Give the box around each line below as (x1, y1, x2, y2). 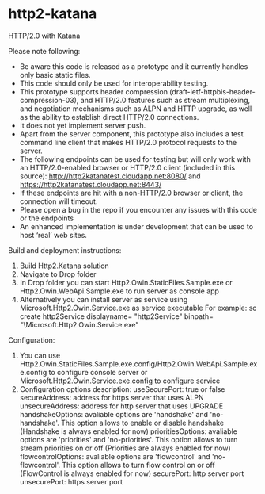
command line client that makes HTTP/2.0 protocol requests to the (19, 137, 237, 147)
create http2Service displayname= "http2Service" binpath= (19, 311, 214, 321)
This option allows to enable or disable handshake (60, 418, 224, 427)
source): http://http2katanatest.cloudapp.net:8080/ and (19, 171, 201, 181)
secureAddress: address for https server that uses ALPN (19, 393, 204, 402)
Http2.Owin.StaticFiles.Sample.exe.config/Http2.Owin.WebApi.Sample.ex (19, 358, 258, 369)
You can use (19, 350, 61, 360)
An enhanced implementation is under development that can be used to (19, 221, 254, 231)
